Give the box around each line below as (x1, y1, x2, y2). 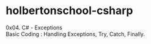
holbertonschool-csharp (6, 4, 133, 18)
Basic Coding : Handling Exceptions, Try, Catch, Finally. (6, 30, 145, 37)
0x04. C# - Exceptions (6, 24, 62, 31)
